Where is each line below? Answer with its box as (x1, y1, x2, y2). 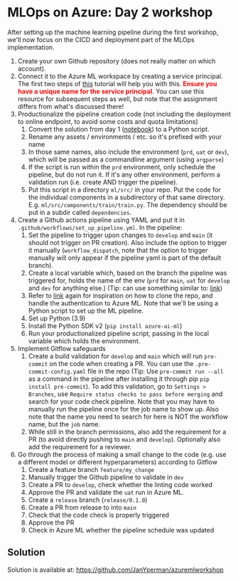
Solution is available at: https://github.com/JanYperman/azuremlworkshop (7, 565, 224, 574)
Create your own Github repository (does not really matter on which (17, 56, 216, 65)
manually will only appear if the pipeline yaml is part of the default (28, 253, 222, 262)
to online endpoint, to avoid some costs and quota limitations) (17, 117, 199, 125)
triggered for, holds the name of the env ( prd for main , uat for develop (28, 276, 230, 285)
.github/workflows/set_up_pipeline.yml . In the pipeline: (17, 223, 183, 231)
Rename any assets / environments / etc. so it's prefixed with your (28, 132, 222, 141)
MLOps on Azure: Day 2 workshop (7, 4, 213, 21)
